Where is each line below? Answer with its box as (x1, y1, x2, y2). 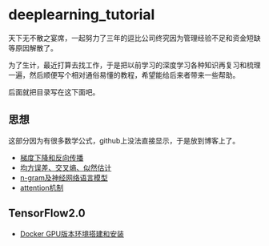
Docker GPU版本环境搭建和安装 (19, 228, 124, 238)
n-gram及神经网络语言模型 (19, 172, 108, 182)
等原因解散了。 (8, 42, 58, 53)
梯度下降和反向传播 (19, 152, 84, 162)
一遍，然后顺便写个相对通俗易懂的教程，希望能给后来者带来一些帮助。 (8, 70, 240, 79)
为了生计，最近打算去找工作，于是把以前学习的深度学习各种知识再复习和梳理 (8, 60, 261, 70)
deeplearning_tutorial (8, 6, 155, 24)
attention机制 (19, 183, 64, 192)
